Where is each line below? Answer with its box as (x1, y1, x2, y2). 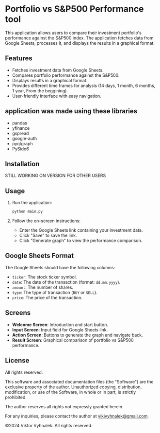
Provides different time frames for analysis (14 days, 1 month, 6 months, (12, 83, 156, 88)
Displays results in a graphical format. (12, 77, 88, 83)
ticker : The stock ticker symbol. (12, 274, 77, 280)
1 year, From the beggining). (12, 87, 68, 93)
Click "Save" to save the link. (19, 232, 77, 239)
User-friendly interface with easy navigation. (12, 93, 102, 99)
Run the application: (12, 200, 52, 206)
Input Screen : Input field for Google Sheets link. (12, 327, 108, 332)
